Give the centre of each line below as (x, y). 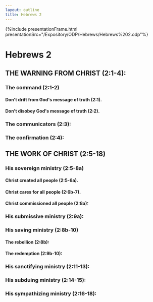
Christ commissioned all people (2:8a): (47, 203)
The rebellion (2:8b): (27, 242)
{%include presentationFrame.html (41, 29)
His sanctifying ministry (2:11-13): (47, 267)
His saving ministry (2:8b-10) (42, 230)
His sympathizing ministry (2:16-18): (51, 293)
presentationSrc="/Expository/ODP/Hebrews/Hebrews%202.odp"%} (77, 34)
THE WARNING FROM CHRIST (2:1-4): (66, 73)
